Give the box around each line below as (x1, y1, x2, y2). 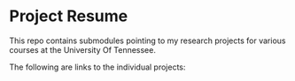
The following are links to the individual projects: (9, 62, 186, 72)
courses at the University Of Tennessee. (9, 44, 157, 55)
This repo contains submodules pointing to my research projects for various (9, 35, 286, 46)
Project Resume (9, 6, 128, 26)
